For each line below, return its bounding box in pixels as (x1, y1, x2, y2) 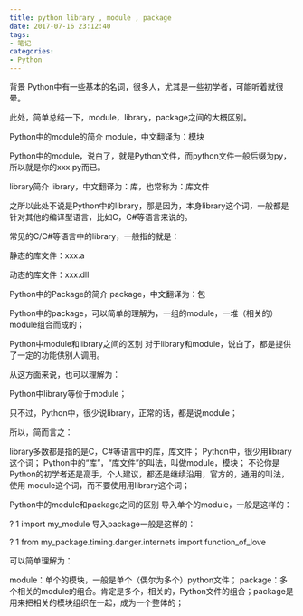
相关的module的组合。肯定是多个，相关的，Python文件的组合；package (16, 586, 287, 596)
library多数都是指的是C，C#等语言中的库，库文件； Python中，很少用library (9, 446, 292, 457)
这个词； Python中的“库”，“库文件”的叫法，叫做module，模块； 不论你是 (9, 457, 280, 467)
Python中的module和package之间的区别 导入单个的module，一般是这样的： (9, 499, 292, 510)
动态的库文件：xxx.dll (9, 269, 90, 280)
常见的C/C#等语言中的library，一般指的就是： (9, 231, 180, 241)
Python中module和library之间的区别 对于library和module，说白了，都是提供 (9, 339, 292, 349)
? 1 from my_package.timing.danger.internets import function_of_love (9, 536, 267, 547)
